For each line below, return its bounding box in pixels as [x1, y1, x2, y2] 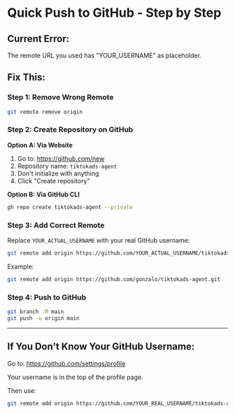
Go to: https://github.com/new [17, 154, 105, 162]
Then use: [7, 386, 36, 394]
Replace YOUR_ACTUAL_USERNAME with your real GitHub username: [7, 236, 190, 245]
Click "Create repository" [17, 176, 90, 185]
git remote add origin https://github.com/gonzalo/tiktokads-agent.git [7, 276, 220, 283]
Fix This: [7, 71, 45, 83]
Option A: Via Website [7, 141, 73, 149]
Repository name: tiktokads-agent [17, 162, 117, 170]
